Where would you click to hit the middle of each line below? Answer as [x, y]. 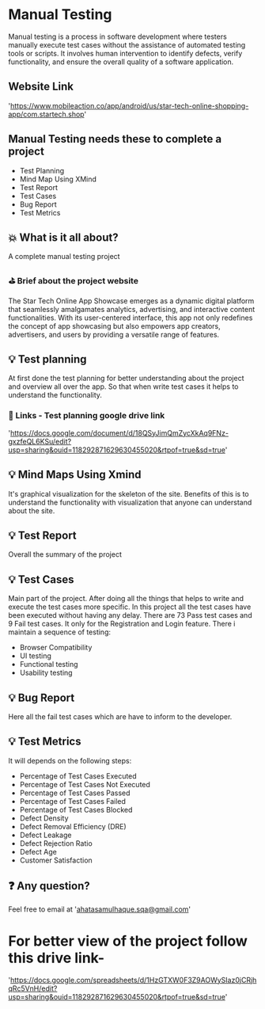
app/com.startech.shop [46, 114]
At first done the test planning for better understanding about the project [126, 379]
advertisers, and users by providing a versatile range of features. [114, 334]
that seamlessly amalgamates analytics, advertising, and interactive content [132, 309]
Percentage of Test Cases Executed [78, 776]
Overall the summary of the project [65, 554]
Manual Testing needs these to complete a [115, 139]
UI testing [35, 656]
